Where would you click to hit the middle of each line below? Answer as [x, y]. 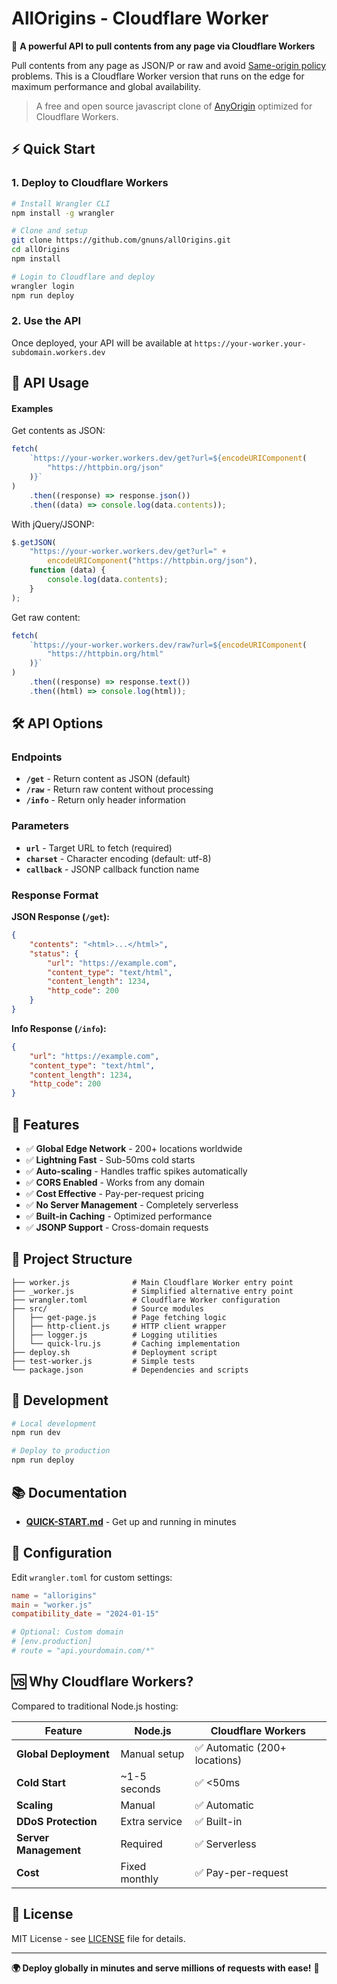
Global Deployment [63, 1754]
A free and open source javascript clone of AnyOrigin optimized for [174, 106]
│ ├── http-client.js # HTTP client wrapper [119, 1326]
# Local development [54, 1423]
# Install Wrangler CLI [61, 203]
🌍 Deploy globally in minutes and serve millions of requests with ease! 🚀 [165, 1968]
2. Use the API [46, 321]
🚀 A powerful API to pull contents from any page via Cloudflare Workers [163, 46]
